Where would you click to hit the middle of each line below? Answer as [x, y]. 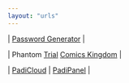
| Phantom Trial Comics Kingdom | [65, 54]
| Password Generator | [47, 39]
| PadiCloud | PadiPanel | [49, 70]
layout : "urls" [33, 16]
